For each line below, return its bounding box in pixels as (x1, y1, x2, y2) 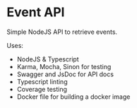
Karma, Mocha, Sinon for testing (16, 62, 112, 71)
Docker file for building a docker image (16, 92, 131, 101)
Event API (6, 4, 65, 20)
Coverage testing (16, 85, 68, 93)
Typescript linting (16, 77, 68, 85)
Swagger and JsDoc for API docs (16, 70, 114, 78)
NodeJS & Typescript (16, 54, 79, 64)
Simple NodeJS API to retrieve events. (6, 28, 118, 36)
